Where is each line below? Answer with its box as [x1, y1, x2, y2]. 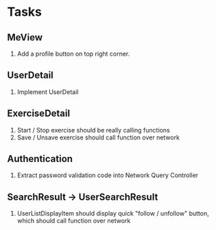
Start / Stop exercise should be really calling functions [16, 126, 170, 134]
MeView [7, 32, 43, 43]
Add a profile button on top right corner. [16, 49, 130, 58]
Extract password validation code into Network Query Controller [16, 171, 199, 179]
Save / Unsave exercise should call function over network [16, 133, 180, 141]
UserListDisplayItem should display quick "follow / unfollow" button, [16, 209, 209, 218]
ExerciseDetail [7, 108, 71, 119]
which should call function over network [16, 217, 131, 225]
